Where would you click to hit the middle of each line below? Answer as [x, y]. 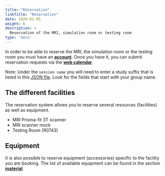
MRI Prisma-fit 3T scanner [39, 119]
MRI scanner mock [31, 125]
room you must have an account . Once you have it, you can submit [74, 57]
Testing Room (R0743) [35, 130]
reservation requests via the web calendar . [49, 62]
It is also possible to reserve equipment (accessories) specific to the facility [82, 158]
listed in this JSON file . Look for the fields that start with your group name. [81, 77]
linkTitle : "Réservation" [32, 14]
